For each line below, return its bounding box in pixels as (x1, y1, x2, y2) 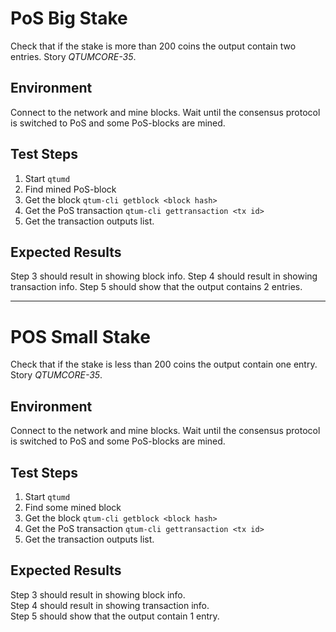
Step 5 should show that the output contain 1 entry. (10, 610, 220, 622)
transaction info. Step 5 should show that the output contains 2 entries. (10, 281, 303, 293)
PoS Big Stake (10, 7, 128, 30)
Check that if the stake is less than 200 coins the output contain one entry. (10, 358, 318, 371)
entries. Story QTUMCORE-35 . (10, 50, 137, 62)
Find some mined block (24, 501, 122, 513)
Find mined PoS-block (24, 183, 117, 195)
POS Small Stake (10, 325, 151, 348)
